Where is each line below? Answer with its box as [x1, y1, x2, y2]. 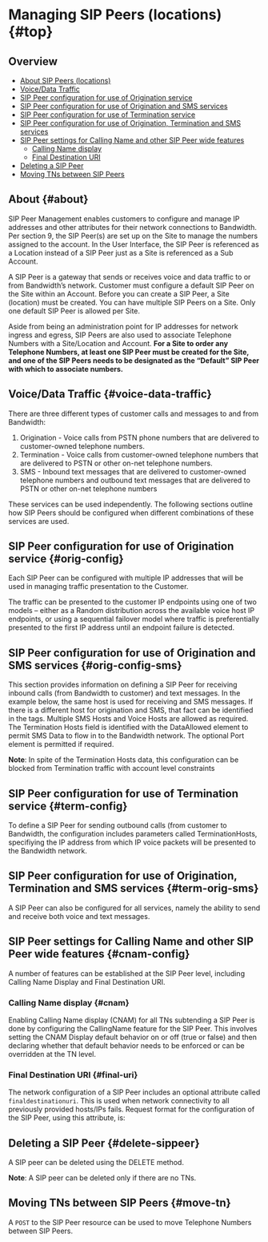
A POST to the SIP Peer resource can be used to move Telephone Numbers [8, 1217, 252, 1227]
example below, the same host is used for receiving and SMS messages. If [8, 697, 254, 707]
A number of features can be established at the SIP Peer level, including [8, 968, 246, 978]
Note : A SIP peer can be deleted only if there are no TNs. [8, 1173, 197, 1183]
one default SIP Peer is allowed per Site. [8, 306, 141, 316]
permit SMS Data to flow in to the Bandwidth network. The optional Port [8, 731, 245, 740]
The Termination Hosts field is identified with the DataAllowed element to [8, 723, 249, 732]
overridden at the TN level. [8, 1049, 96, 1059]
